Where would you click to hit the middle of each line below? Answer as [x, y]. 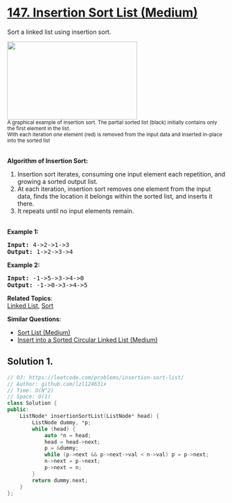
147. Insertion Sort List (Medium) [103, 13]
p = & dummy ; [61, 448]
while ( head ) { [54, 429]
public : [18, 410]
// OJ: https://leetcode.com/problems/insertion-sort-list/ [96, 377]
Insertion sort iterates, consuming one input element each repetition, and [121, 174]
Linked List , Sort [30, 305]
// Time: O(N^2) [30, 390]
